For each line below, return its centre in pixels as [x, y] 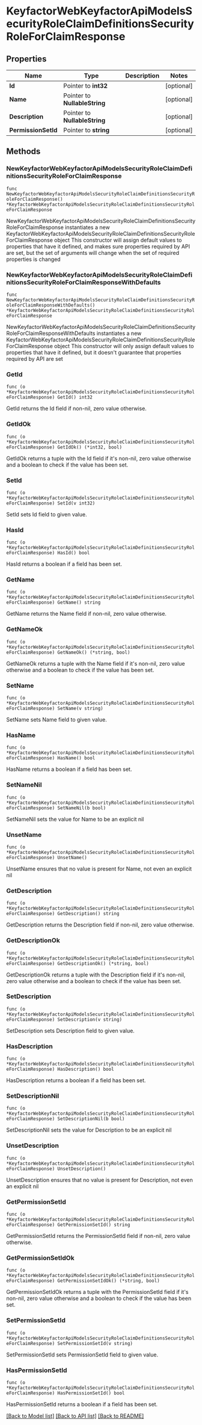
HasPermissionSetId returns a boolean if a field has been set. [82, 1404]
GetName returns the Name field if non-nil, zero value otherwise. [87, 614]
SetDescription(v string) [90, 1019]
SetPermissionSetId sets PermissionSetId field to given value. [82, 1355]
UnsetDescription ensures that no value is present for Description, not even [100, 1180]
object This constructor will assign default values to [118, 240]
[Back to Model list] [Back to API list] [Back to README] [75, 1416]
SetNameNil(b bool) [82, 808]
